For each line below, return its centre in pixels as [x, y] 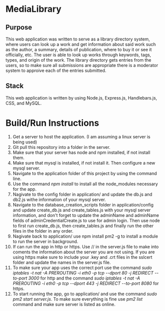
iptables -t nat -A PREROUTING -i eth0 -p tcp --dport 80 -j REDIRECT [83, 273]
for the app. [25, 189]
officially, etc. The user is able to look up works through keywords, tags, [78, 55]
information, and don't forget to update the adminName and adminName [86, 215]
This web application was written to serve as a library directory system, [78, 39]
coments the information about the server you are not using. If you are [84, 252]
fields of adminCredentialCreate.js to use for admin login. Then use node [86, 220]
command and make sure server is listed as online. [64, 304]
